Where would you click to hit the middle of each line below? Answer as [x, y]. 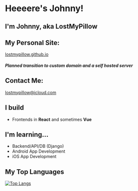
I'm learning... [27, 135]
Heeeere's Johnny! [44, 8]
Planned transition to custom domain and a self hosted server [69, 65]
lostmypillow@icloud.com [31, 92]
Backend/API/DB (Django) [38, 146]
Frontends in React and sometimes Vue [52, 119]
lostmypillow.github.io [27, 54]
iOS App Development [34, 157]
